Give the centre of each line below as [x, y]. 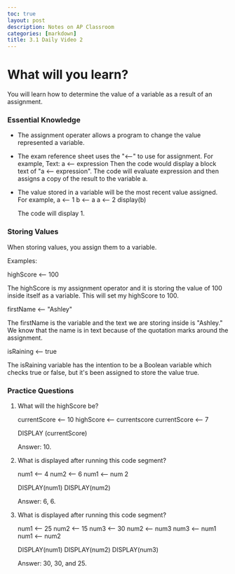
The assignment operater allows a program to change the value [109, 135]
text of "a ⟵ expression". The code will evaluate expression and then [118, 171]
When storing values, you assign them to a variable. [82, 247]
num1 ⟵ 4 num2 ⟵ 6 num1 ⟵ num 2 [73, 474]
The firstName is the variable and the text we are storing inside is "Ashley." [115, 323]
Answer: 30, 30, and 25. [52, 563]
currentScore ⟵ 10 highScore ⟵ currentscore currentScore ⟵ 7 [113, 419]
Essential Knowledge [44, 120]
